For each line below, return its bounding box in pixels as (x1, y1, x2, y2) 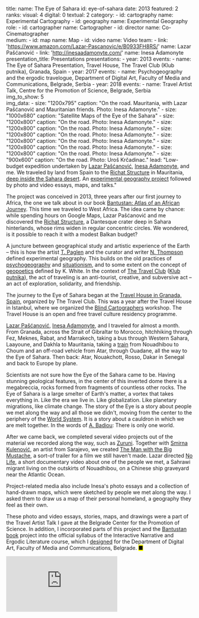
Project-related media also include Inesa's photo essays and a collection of (6, 483, 190, 489)
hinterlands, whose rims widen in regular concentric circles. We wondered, (6, 225, 189, 231)
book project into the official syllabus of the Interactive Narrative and (6, 532, 174, 539)
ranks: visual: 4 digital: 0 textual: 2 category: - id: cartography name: (6, 11, 174, 18)
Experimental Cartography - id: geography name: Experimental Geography (6, 18, 188, 24)
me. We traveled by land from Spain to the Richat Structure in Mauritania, (6, 169, 185, 176)
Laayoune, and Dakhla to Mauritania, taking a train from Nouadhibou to (6, 341, 179, 348)
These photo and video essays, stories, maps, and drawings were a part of (6, 513, 189, 520)
